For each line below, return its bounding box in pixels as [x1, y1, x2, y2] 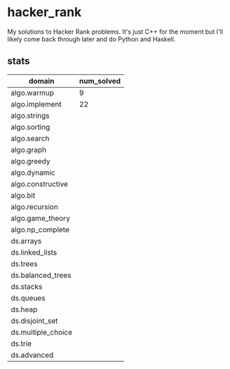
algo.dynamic [11, 168, 55, 177]
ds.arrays [11, 236, 42, 246]
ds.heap [11, 304, 38, 314]
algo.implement [11, 99, 62, 109]
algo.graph [11, 145, 47, 154]
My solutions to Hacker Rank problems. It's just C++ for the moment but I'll [7, 27, 223, 36]
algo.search [11, 133, 50, 143]
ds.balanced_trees [11, 270, 72, 280]
